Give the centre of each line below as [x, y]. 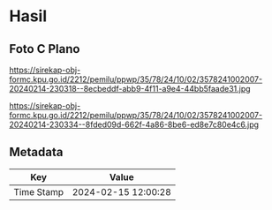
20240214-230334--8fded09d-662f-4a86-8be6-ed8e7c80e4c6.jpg [134, 124]
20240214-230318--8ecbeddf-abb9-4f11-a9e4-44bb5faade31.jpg [130, 89]
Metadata [36, 152]
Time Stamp [39, 191]
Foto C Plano [45, 49]
